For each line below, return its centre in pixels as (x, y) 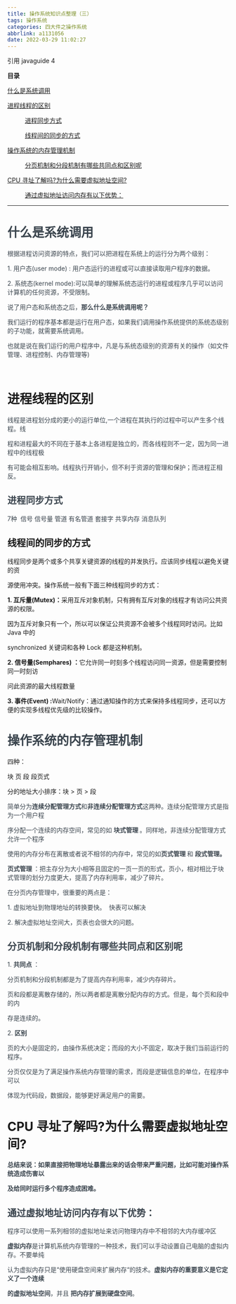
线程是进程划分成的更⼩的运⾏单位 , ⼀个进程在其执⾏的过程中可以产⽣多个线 (116, 420)
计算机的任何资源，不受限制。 (50, 292)
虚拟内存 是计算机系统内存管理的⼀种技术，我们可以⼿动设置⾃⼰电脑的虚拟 (115, 1246)
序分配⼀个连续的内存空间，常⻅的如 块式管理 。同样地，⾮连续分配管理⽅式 (117, 830)
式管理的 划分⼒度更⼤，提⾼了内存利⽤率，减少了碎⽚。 (87, 877)
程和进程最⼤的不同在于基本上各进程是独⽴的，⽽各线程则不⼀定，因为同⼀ (115, 444)
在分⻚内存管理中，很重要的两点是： (60, 892)
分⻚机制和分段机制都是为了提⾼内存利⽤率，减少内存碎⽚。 (93, 979)
